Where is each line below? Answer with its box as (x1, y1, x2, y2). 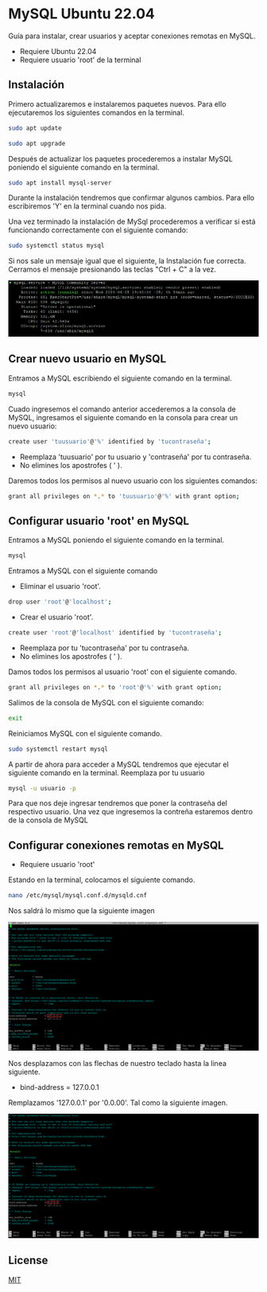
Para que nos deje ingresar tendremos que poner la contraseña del (8, 798, 228, 808)
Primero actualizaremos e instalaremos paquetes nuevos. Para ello (8, 99, 226, 108)
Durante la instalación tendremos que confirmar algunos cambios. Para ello (8, 193, 255, 203)
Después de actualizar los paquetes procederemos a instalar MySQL (8, 154, 233, 163)
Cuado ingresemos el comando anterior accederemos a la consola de (8, 404, 236, 414)
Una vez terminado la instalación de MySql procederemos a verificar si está (8, 217, 256, 227)
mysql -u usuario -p (8, 784, 77, 792)
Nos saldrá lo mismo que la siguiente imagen (8, 906, 155, 915)
